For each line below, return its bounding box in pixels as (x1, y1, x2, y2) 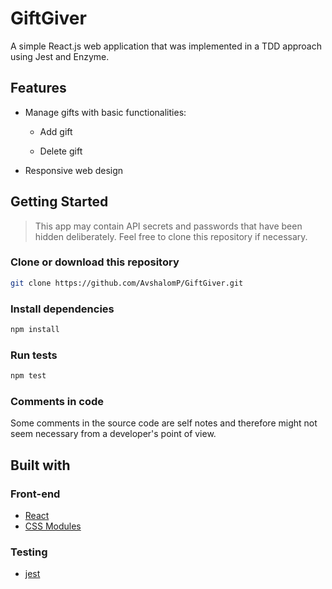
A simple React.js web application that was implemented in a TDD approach (10, 40, 322, 52)
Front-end (10, 487, 61, 501)
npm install (10, 325, 60, 335)
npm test (10, 371, 47, 381)
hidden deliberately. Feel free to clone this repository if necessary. (34, 230, 308, 242)
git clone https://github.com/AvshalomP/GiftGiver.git (10, 278, 244, 288)
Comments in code (10, 395, 105, 408)
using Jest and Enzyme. (10, 50, 110, 62)
